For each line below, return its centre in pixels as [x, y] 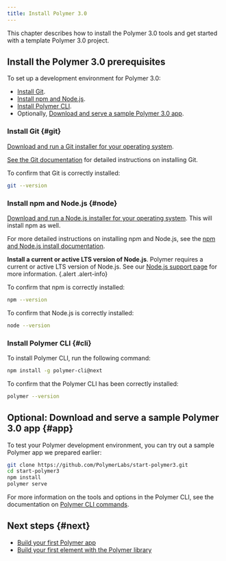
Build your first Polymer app [56, 542]
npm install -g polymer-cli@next [55, 370]
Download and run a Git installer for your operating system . [90, 146]
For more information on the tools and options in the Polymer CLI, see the [111, 497]
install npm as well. [34, 225]
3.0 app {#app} [40, 429]
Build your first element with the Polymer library [84, 549]
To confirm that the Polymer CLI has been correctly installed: [93, 383]
